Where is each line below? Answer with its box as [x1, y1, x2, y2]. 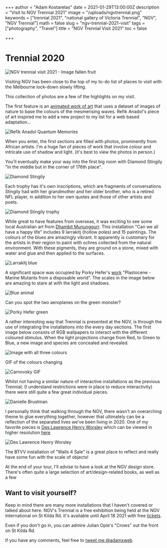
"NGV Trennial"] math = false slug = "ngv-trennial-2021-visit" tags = [5, 20, 146, 26]
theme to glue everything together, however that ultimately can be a [5, 413, 145, 419]
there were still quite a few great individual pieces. [5, 389, 109, 395]
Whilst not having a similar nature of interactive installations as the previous [5, 378, 161, 384]
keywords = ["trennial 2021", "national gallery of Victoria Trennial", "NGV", [5, 15, 157, 20]
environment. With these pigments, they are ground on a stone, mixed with [5, 245, 159, 251]
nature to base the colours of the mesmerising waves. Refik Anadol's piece [5, 108, 160, 114]
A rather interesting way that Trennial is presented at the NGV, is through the [5, 318, 162, 324]
